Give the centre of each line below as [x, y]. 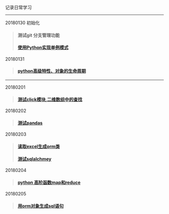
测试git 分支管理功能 [38, 35]
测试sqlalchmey [34, 159]
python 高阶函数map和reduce [49, 182]
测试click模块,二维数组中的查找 [50, 99]
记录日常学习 [18, 7]
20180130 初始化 [23, 23]
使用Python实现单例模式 [43, 48]
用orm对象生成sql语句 [40, 206]
